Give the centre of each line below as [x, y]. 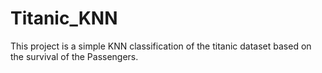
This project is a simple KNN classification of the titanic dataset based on [161, 46]
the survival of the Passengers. [74, 56]
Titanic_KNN [64, 18]
